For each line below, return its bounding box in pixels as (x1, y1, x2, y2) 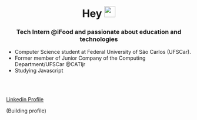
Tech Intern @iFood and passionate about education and (16, 28, 182, 36)
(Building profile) (6, 107, 47, 114)
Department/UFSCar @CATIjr (14, 61, 86, 68)
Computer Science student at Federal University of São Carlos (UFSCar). (14, 49, 191, 56)
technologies (79, 35, 118, 43)
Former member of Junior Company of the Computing (14, 54, 146, 61)
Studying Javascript (14, 67, 64, 74)
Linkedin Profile (6, 96, 44, 103)
